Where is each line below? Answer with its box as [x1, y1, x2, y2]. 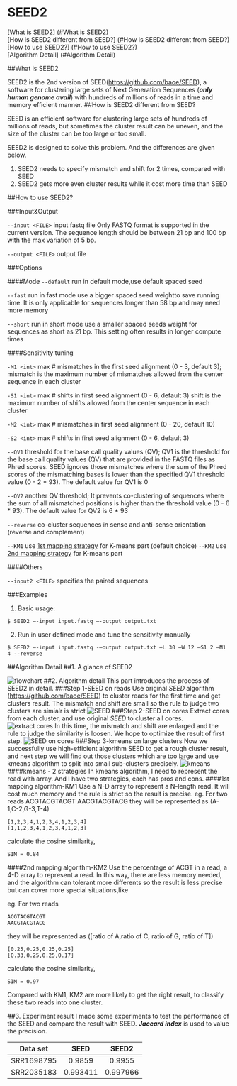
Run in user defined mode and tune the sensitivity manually [17, 630, 191, 639]
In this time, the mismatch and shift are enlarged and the [54, 721, 219, 730]
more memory [7, 306, 49, 314]
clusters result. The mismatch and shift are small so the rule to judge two [7, 698, 219, 707]
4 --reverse [7, 650, 42, 657]
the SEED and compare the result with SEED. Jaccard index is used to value [7, 1019, 230, 1028]
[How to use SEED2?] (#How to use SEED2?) [7, 43, 138, 51]
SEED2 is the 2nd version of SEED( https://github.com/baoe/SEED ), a [7, 77, 207, 86]
